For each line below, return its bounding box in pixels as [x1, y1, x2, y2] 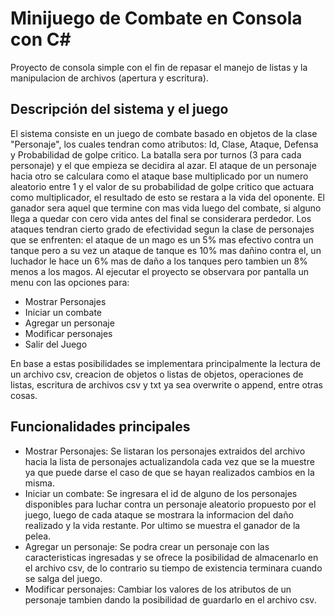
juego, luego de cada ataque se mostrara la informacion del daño [24, 508, 294, 521]
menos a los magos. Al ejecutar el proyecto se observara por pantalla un [10, 265, 310, 277]
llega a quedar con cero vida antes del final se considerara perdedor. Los [10, 212, 312, 224]
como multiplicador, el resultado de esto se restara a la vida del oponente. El [10, 191, 325, 203]
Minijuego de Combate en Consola [10, 7, 303, 30]
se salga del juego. [24, 572, 103, 584]
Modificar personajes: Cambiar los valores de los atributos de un [24, 583, 292, 595]
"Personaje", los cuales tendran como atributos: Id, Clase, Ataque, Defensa [10, 138, 319, 150]
